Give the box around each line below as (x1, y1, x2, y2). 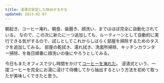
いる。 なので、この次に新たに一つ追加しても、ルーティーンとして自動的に (5, 32, 155, 38)
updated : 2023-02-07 (5, 12, 47, 17)
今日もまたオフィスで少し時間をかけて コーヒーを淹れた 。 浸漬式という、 (5, 61, 152, 66)
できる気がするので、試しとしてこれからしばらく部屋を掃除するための (9, 38, 150, 44)
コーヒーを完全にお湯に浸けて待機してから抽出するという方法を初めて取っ (9, 66, 159, 72)
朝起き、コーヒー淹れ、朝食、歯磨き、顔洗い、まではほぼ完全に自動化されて (5, 25, 159, 32)
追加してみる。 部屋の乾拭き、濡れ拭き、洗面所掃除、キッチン (13, 44, 138, 50)
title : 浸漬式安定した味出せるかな (5, 7, 68, 12)
